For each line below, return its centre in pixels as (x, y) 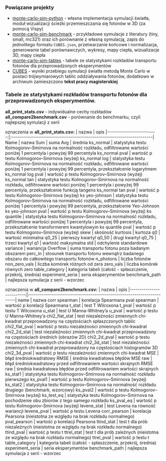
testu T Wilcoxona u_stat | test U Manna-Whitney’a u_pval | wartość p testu (82, 310)
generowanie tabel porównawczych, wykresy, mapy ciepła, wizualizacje (86, 50)
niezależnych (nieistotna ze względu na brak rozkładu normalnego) (74, 427)
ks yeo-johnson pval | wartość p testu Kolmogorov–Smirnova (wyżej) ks (79, 211)
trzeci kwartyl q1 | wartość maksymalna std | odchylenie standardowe (76, 243)
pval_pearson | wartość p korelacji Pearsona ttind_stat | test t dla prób (76, 421)
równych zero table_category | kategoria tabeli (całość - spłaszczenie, (77, 269)
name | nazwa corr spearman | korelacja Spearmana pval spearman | (88, 300)
